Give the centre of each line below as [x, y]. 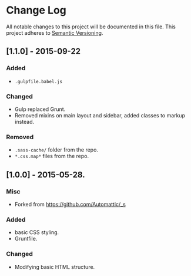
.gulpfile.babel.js [38, 81]
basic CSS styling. [37, 232]
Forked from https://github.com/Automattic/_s [70, 204]
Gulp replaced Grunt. [40, 109]
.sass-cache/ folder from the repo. [56, 150]
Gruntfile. [26, 239]
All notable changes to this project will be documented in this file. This [91, 27]
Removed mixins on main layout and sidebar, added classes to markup [100, 115]
